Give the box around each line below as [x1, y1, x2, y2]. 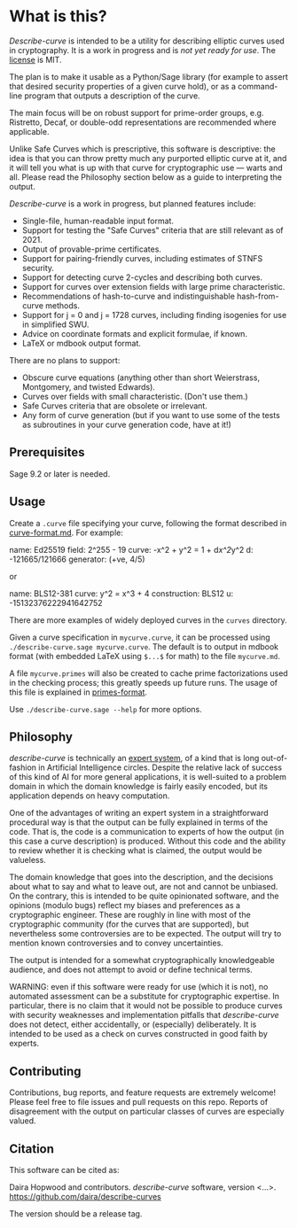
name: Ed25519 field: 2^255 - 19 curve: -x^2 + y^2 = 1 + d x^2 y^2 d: [9, 544, 254, 555]
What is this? [9, 6, 108, 27]
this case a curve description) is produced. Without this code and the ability [9, 836, 286, 847]
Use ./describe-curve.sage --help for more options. [9, 703, 202, 714]
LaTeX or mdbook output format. [21, 338, 142, 348]
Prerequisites [9, 445, 85, 460]
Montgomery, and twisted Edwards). [21, 381, 155, 392]
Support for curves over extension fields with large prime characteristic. [21, 281, 285, 291]
